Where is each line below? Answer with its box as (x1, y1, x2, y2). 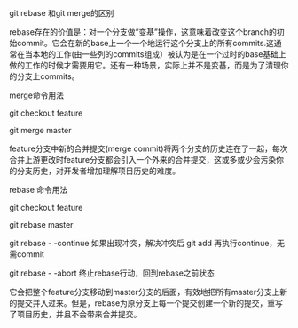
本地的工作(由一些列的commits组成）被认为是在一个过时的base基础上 (32, 49, 286, 60)
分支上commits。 (16, 71, 80, 82)
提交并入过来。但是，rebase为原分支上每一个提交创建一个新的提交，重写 (16, 298, 284, 308)
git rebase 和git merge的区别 (9, 8, 114, 18)
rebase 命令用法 (9, 185, 68, 195)
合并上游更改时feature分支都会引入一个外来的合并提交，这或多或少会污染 (9, 155, 277, 164)
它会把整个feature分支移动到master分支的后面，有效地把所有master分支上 (9, 287, 280, 297)
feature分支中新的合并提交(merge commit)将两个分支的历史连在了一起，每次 (9, 143, 288, 154)
